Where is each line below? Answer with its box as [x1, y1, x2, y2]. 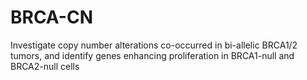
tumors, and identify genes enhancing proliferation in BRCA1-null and [10, 49, 295, 61]
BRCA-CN [10, 6, 93, 29]
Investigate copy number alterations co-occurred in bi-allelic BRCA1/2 [10, 39, 298, 51]
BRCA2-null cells [10, 60, 80, 72]
